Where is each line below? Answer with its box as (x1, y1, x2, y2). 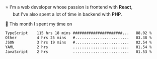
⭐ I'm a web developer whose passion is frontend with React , (5, 4, 133, 10)
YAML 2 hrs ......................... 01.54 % (5, 44, 152, 49)
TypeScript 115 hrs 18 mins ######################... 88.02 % (5, 30, 152, 35)
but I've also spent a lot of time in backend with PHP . (12, 11, 122, 17)
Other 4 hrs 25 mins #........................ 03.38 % (5, 35, 152, 40)
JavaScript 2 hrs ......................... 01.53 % (5, 49, 152, 54)
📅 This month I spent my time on (5, 21, 72, 26)
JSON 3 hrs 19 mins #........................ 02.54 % (5, 39, 152, 45)
